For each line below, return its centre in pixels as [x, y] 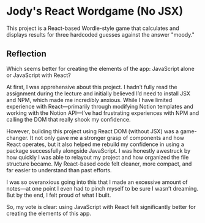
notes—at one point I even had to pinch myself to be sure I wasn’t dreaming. [102, 188]
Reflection [27, 54]
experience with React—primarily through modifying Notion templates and [100, 106]
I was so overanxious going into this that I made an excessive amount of [97, 182]
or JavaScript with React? [39, 75]
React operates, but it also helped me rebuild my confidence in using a [95, 144]
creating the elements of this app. [49, 213]
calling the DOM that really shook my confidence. [69, 119]
